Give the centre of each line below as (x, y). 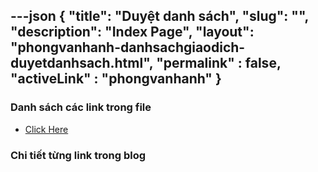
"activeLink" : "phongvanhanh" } (116, 79)
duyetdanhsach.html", (82, 63)
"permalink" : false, (219, 63)
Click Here (46, 129)
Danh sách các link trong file (81, 107)
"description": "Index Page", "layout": (132, 32)
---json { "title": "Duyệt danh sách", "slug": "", (159, 16)
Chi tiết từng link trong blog (78, 155)
